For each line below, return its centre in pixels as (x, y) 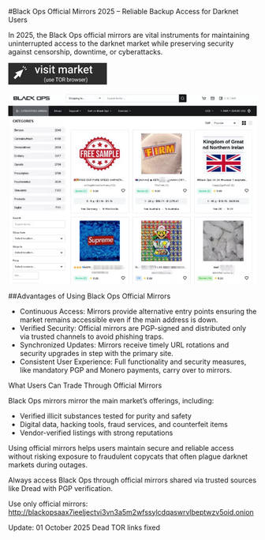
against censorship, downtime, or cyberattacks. (86, 52)
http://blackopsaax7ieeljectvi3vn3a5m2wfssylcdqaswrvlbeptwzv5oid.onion (131, 512)
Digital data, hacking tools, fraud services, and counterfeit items (124, 424)
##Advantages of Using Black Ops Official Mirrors (90, 296)
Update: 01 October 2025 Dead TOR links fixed (84, 527)
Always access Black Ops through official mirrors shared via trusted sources (132, 480)
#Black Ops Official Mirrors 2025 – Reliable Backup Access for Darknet (123, 11)
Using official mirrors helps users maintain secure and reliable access (121, 448)
